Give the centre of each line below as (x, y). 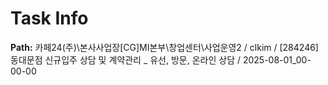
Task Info (49, 18)
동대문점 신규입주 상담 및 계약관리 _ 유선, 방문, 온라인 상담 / (125, 59)
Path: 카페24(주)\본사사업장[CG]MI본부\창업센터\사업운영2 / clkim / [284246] (164, 47)
